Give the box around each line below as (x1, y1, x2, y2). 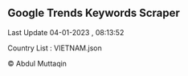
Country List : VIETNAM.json (7, 43, 102, 53)
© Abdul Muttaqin (7, 58, 67, 68)
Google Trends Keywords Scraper (7, 6, 180, 20)
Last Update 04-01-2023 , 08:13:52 (7, 27, 125, 37)
